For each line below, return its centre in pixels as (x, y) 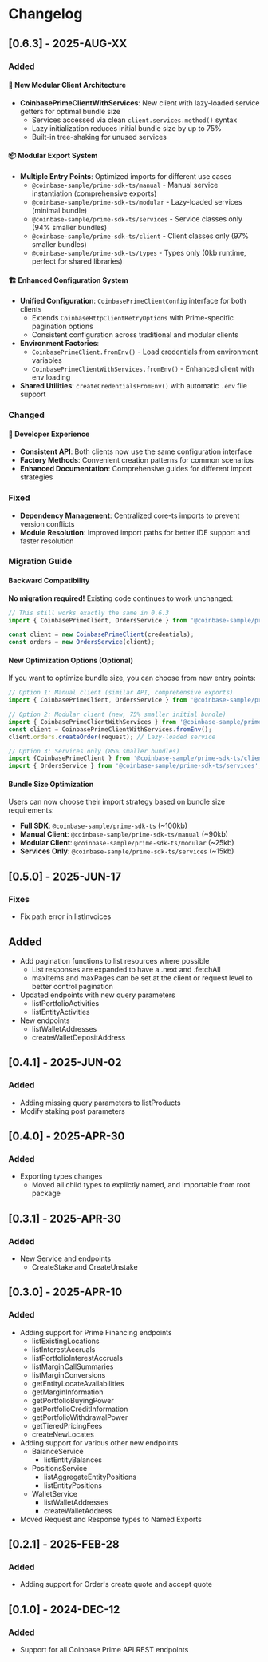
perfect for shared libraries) (77, 261)
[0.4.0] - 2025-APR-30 (67, 1137)
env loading (51, 377)
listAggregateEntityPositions (90, 1477)
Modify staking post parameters (72, 1111)
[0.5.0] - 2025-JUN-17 (65, 876)
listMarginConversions (69, 1374)
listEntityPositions (73, 1485)
